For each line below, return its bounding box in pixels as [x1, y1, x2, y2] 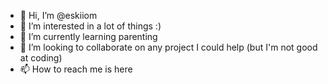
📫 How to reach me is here [19, 63, 133, 75]
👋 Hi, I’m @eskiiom [19, 10, 98, 21]
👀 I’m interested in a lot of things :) [19, 20, 162, 32]
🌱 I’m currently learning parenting [19, 31, 158, 42]
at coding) [19, 52, 63, 64]
